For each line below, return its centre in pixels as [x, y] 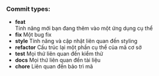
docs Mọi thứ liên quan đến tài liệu [58, 60]
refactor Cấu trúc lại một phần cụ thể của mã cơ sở [78, 47]
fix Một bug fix [33, 35]
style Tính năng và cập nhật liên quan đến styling [76, 41]
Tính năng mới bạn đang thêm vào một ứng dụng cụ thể [84, 28]
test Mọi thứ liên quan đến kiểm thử [59, 54]
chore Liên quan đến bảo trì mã [54, 66]
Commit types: [28, 9]
